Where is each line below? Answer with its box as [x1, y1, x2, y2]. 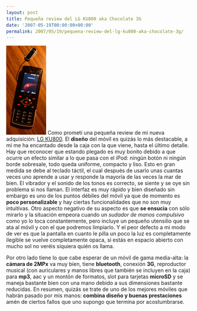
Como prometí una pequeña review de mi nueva [47, 129, 164, 137]
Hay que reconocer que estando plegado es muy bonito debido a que [6, 148, 176, 155]
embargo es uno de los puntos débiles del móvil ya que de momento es [6, 192, 180, 199]
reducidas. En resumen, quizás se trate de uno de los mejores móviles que [6, 285, 188, 293]
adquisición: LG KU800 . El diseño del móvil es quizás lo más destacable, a [6, 135, 188, 142]
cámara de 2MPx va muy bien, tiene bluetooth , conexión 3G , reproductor [6, 261, 186, 268]
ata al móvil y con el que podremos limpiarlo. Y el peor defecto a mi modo [6, 224, 186, 231]
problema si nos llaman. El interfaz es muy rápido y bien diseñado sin [6, 186, 175, 193]
